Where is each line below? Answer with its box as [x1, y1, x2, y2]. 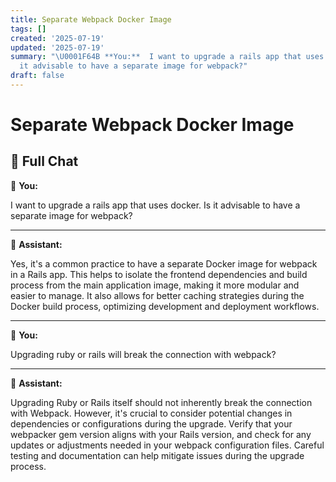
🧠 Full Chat [10, 153, 79, 170]
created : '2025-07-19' [10, 33, 105, 43]
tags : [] [10, 24, 47, 34]
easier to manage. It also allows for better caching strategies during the [10, 289, 305, 301]
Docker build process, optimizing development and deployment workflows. [10, 300, 320, 312]
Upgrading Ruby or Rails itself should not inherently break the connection [10, 396, 313, 408]
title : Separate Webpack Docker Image [10, 14, 172, 25]
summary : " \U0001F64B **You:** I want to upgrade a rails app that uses [10, 52, 325, 62]
